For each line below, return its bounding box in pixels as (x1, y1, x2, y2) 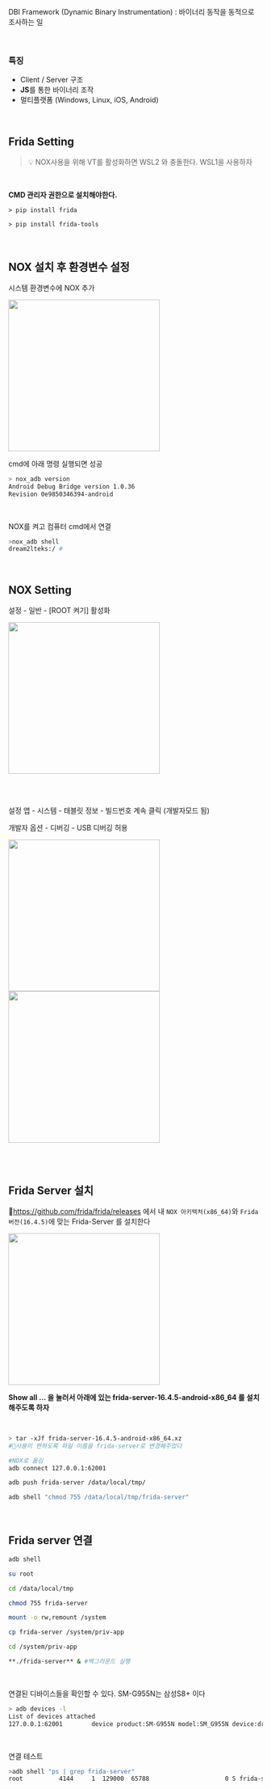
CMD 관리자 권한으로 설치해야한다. (8, 190, 118, 200)
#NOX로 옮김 (8, 1457, 44, 1465)
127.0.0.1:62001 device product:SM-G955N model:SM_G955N (8, 1719, 229, 1728)
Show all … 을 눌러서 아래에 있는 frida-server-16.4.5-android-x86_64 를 (8, 1392, 245, 1402)
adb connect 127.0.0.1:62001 (8, 1464, 106, 1472)
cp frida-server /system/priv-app (8, 1628, 125, 1636)
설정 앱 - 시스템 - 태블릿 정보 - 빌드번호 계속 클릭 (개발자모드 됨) (8, 806, 210, 815)
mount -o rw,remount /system (8, 1613, 106, 1622)
